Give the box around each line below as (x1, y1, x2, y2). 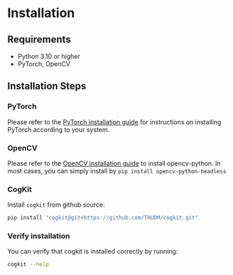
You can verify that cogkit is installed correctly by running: (7, 247, 178, 256)
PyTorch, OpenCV (17, 60, 71, 68)
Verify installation (7, 231, 70, 241)
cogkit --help (7, 261, 50, 268)
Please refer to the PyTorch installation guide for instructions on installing (7, 117, 222, 126)
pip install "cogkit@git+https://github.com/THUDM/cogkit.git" (7, 215, 199, 222)
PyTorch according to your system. (7, 125, 110, 134)
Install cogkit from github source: (7, 200, 105, 209)
